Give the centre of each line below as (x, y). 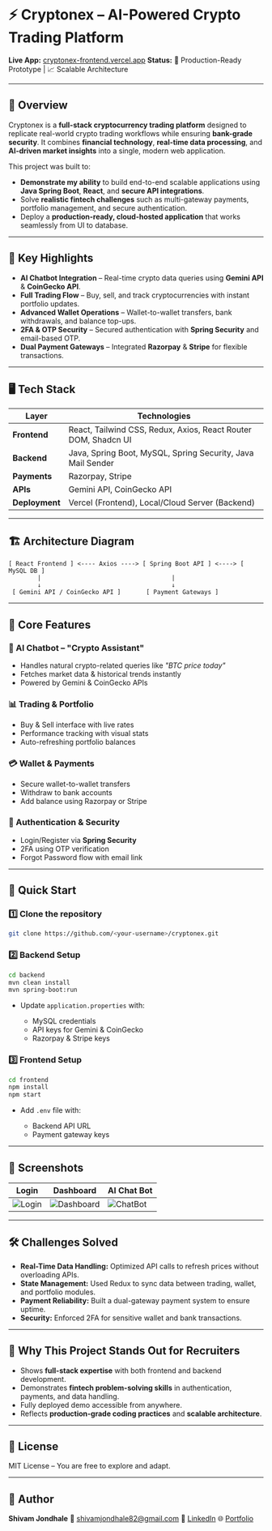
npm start (25, 1095)
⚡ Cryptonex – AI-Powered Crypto (125, 15)
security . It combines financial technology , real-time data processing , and (136, 142)
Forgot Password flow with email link (81, 857)
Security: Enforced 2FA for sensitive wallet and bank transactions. (131, 1318)
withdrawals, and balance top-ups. (78, 321)
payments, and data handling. (70, 1396)
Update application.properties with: (82, 1006)
